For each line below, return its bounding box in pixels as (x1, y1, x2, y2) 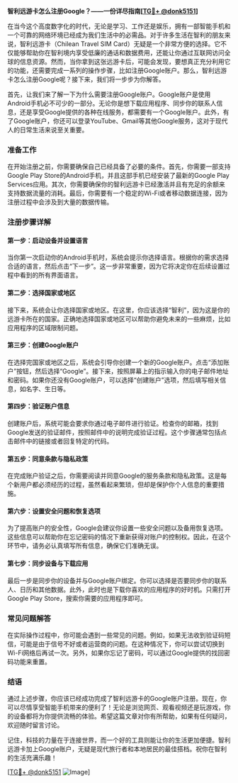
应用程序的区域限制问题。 (7, 323, 82, 332)
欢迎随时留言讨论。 (7, 721, 64, 729)
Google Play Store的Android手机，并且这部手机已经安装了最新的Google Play (7, 171, 230, 180)
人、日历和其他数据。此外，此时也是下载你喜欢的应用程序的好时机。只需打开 (7, 585, 231, 594)
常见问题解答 (7, 613, 52, 623)
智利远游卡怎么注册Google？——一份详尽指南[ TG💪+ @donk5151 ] (7, 7, 198, 15)
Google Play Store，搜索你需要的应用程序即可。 (7, 594, 147, 602)
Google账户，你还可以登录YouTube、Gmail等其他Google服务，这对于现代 (13, 117, 228, 125)
